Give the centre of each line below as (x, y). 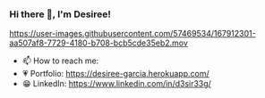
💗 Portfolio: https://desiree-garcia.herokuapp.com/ (115, 74)
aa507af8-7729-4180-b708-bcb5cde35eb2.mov (98, 43)
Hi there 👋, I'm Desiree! (60, 14)
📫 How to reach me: (60, 61)
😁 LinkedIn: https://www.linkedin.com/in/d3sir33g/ (117, 84)
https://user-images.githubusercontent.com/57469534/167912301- (133, 34)
